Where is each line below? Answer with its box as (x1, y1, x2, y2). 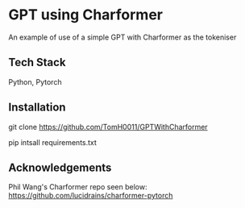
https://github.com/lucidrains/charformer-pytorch (8, 191, 173, 201)
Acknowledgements (8, 160, 112, 174)
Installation (8, 101, 66, 114)
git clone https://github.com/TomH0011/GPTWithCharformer (8, 122, 208, 131)
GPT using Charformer (8, 6, 164, 24)
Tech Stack (8, 56, 66, 69)
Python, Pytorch (8, 77, 62, 86)
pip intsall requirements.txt (8, 137, 97, 147)
